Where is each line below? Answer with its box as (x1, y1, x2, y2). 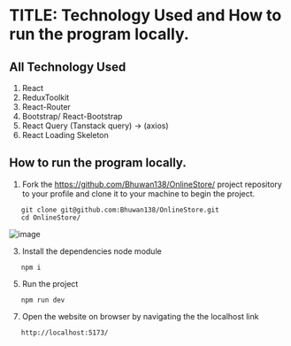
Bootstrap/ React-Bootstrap (21, 111, 123, 121)
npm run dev (20, 296, 65, 304)
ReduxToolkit (21, 92, 70, 103)
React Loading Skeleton (21, 130, 109, 140)
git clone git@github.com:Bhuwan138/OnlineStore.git (20, 205, 219, 214)
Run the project (21, 278, 79, 288)
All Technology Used (9, 59, 126, 74)
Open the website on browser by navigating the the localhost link (21, 311, 259, 321)
